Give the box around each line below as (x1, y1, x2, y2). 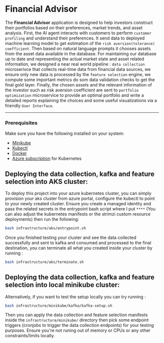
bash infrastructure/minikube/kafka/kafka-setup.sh (5, 303, 112, 308)
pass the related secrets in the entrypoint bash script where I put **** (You (5, 206, 156, 212)
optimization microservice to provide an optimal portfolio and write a (5, 92, 144, 98)
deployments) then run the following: (5, 216, 80, 222)
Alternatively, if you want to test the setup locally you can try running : (5, 294, 146, 300)
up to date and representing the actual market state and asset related (5, 56, 144, 62)
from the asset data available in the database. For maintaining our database (5, 50, 157, 57)
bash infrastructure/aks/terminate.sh (5, 259, 84, 264)
